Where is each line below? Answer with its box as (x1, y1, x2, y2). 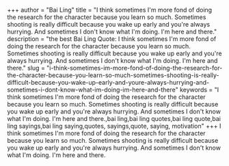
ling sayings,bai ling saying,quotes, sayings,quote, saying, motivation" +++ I (7, 122, 221, 130)
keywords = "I (180, 85, 219, 94)
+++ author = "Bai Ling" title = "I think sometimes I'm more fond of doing (7, 6, 213, 14)
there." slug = (7, 64, 46, 72)
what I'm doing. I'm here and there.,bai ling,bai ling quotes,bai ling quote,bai (7, 115, 221, 122)
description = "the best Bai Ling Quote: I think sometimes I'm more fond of (7, 35, 217, 43)
